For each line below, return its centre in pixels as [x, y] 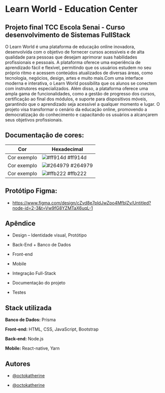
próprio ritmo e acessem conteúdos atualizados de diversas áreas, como [79, 73]
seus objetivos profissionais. [34, 120]
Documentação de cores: [45, 136]
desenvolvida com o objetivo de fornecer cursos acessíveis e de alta [75, 52]
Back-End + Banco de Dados [42, 245]
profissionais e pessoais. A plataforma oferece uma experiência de [73, 62]
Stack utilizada [28, 308]
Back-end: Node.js [24, 339]
